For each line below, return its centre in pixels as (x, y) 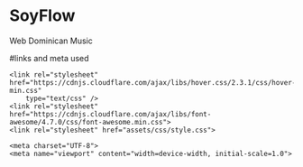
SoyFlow (42, 16)
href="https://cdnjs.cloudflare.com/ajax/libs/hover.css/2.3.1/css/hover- (153, 82)
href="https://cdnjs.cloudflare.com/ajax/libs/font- (110, 114)
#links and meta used (49, 58)
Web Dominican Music (51, 41)
